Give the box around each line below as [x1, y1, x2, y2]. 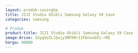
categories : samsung [5, 17, 49, 22]
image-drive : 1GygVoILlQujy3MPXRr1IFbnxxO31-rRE [5, 35, 111, 40]
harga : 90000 [5, 40, 33, 45]
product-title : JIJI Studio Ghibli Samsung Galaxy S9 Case [5, 31, 133, 36]
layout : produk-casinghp [5, 7, 58, 13]
